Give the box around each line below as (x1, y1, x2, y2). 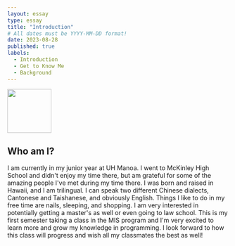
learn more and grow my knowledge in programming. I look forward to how (7, 224, 224, 232)
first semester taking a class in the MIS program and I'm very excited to (7, 216, 215, 225)
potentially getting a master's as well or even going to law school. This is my (7, 209, 228, 217)
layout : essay (7, 10, 49, 18)
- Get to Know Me (13, 63, 65, 70)
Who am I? (7, 145, 55, 157)
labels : (7, 50, 30, 57)
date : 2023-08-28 (7, 37, 58, 44)
